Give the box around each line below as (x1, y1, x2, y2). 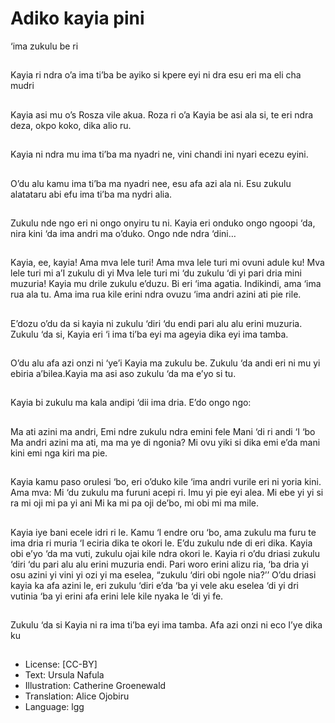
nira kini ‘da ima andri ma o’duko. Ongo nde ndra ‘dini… (10, 227, 237, 239)
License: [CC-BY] (24, 658, 98, 671)
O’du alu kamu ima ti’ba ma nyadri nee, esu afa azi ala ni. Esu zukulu (10, 177, 292, 189)
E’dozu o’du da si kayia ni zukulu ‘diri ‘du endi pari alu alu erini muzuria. (10, 317, 303, 329)
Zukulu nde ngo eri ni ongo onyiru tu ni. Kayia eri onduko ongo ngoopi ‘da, (10, 217, 316, 229)
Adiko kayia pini (10, 7, 145, 30)
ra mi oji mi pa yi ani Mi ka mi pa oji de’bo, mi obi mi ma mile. (10, 497, 259, 509)
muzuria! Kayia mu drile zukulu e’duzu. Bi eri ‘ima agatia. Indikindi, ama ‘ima (10, 278, 322, 290)
